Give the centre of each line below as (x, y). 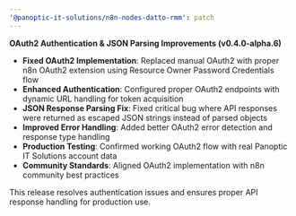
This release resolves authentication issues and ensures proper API (134, 192)
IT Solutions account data (70, 156)
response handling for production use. (80, 202)
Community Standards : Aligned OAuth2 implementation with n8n (143, 165)
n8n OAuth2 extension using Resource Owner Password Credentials (148, 70)
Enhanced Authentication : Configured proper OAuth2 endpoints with (151, 89)
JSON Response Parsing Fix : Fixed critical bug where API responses (150, 108)
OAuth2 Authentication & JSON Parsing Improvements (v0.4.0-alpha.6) (146, 43)
